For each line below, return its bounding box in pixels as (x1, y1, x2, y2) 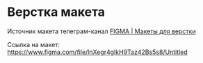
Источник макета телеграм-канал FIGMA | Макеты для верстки (7, 27, 196, 35)
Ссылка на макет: (7, 40, 60, 48)
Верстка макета (7, 4, 106, 20)
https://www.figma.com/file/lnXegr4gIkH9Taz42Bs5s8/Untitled (7, 48, 188, 56)
